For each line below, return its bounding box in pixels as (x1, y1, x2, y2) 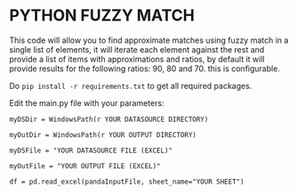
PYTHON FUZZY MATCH (9, 5, 196, 26)
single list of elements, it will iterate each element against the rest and (9, 44, 265, 54)
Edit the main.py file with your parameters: (9, 97, 165, 108)
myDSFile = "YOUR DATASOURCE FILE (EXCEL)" (9, 146, 173, 155)
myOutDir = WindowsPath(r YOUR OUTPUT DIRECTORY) (9, 130, 197, 139)
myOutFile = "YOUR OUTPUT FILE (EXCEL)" (9, 161, 162, 170)
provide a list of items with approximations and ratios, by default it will (9, 53, 265, 64)
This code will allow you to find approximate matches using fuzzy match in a (9, 35, 289, 45)
